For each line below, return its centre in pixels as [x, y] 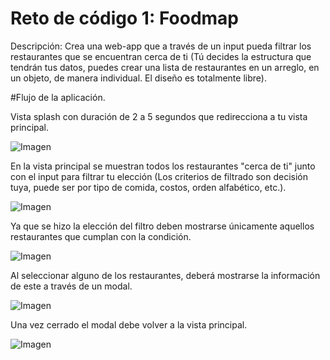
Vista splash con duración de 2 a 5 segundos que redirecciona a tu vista [159, 116]
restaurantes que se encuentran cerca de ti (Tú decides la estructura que [161, 56]
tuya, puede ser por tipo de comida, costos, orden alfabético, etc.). [148, 187]
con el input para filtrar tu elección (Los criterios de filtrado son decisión [159, 176]
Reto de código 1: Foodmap [124, 18]
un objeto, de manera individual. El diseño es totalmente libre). [138, 78]
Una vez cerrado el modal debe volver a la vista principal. [129, 324]
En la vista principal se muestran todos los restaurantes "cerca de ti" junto [163, 166]
